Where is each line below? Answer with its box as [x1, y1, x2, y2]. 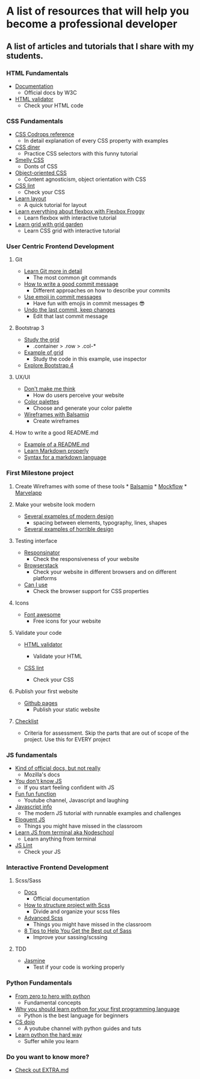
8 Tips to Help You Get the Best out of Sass [23, 927, 132, 934]
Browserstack [23, 562, 58, 569]
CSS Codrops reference [14, 131, 75, 138]
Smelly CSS [14, 156, 45, 164]
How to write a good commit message [23, 280, 119, 288]
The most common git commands [33, 274, 117, 281]
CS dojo [14, 1018, 35, 1025]
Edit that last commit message [33, 313, 108, 320]
